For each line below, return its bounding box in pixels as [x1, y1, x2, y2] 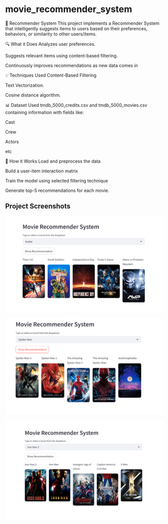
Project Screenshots [5, 202, 70, 211]
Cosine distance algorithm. [5, 92, 61, 98]
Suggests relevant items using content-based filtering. [5, 52, 118, 58]
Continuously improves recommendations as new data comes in [5, 62, 138, 69]
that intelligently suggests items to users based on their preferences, [5, 25, 148, 31]
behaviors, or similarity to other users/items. [5, 31, 97, 37]
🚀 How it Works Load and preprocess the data [5, 158, 101, 164]
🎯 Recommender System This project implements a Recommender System [5, 20, 159, 26]
